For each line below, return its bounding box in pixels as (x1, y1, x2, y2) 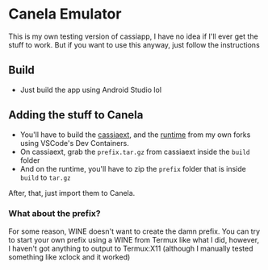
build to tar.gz (19, 172, 71, 182)
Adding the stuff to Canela (8, 108, 144, 122)
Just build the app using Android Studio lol (19, 85, 162, 94)
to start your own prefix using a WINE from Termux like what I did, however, (8, 235, 260, 244)
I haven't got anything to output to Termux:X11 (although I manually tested (8, 243, 253, 253)
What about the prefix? (8, 208, 101, 219)
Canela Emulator (8, 5, 122, 23)
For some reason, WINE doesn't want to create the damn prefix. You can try (8, 226, 261, 236)
